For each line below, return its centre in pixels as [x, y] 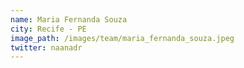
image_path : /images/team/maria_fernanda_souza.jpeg [122, 38]
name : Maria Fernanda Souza [69, 19]
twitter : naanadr [46, 47]
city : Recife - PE [48, 29]
